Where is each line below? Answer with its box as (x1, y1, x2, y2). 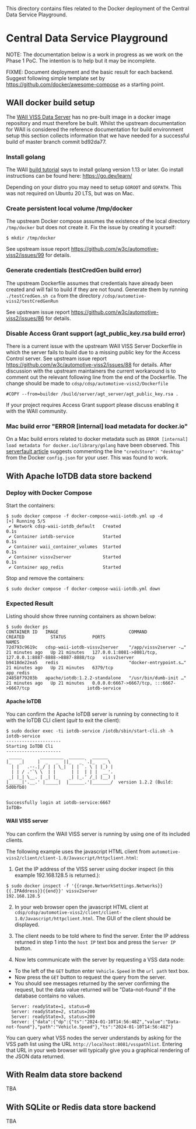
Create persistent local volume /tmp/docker (6, 204, 133, 212)
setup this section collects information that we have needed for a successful (6, 132, 190, 139)
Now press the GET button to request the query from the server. (14, 973, 166, 980)
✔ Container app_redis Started (8, 564, 121, 570)
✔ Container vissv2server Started (8, 554, 121, 560)
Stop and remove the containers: (6, 574, 85, 581)
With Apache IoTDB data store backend (6, 471, 152, 481)
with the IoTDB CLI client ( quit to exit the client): (6, 717, 121, 724)
